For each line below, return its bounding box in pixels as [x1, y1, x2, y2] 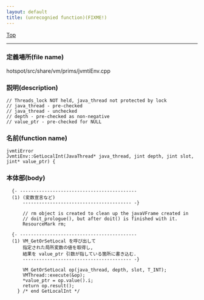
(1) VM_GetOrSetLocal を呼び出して [12, 238, 96, 244]
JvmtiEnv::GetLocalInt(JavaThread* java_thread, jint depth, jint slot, [6, 153, 194, 159]
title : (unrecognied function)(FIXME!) [6, 15, 107, 21]
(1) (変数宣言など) [12, 195, 56, 201]
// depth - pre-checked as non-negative [6, 113, 110, 120]
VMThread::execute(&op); [22, 272, 86, 278]
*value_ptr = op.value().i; [22, 277, 94, 284]
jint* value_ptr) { [6, 159, 56, 165]
